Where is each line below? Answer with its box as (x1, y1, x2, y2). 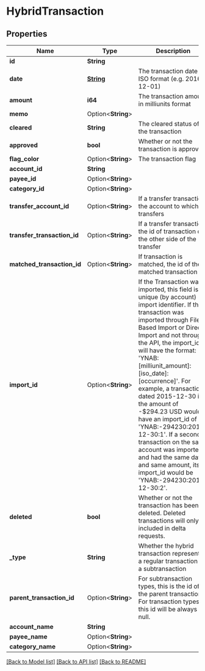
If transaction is (138, 252, 183, 261)
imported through (138, 316, 189, 324)
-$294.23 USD (138, 407, 182, 416)
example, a (138, 385, 170, 393)
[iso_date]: (138, 369, 169, 377)
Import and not (138, 331, 181, 339)
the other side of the (138, 235, 196, 243)
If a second (168, 430, 201, 438)
